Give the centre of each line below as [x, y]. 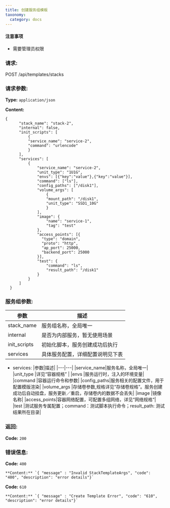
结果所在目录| [27, 412]
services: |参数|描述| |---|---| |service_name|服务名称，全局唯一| [80, 368]
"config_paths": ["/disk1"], [68, 186]
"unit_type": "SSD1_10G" [72, 204]
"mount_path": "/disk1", [72, 199]
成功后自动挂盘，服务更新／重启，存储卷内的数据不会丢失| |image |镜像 [87, 393]
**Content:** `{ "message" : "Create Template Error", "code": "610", [81, 496]
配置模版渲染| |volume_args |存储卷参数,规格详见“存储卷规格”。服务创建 [88, 387]
